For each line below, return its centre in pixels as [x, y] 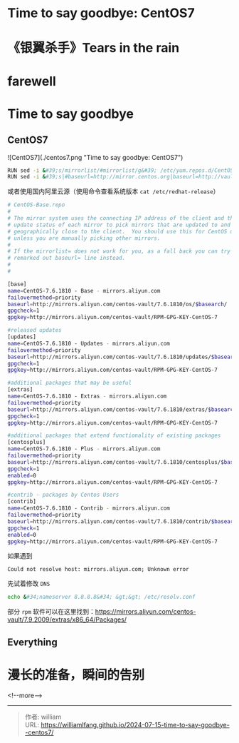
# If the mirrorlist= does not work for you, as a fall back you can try [119, 251]
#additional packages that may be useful [70, 383]
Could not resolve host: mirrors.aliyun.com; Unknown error [99, 570]
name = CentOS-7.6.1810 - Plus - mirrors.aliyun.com [84, 449]
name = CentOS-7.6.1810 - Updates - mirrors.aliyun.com [89, 343]
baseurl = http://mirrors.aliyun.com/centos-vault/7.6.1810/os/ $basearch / [117, 304]
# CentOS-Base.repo [36, 205]
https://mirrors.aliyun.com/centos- [146, 612]
